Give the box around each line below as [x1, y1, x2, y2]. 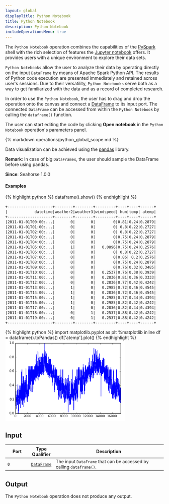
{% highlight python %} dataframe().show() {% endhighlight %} [5, 194, 137, 200]
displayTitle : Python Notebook [5, 13, 71, 19]
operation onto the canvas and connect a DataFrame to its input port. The [5, 101, 157, 107]
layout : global [5, 8, 37, 13]
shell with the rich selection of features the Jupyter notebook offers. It [5, 49, 150, 55]
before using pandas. [5, 161, 49, 167]
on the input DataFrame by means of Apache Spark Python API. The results [5, 70, 159, 76]
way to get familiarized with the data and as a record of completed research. [5, 86, 163, 92]
